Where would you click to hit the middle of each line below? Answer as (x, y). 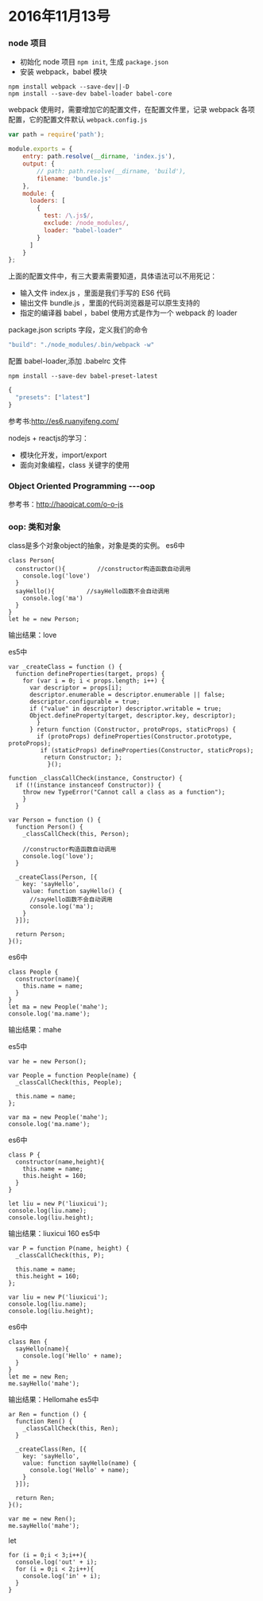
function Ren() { (44, 1422)
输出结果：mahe (35, 1030)
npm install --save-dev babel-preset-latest (83, 376)
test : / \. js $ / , (68, 216)
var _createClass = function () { (66, 667)
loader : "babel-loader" (83, 230)
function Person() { (49, 827)
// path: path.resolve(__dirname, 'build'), (112, 171)
